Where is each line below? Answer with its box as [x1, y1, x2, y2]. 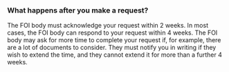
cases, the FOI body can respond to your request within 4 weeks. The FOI [7, 28, 218, 37]
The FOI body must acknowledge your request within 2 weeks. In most [7, 21, 209, 30]
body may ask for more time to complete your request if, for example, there [7, 36, 221, 44]
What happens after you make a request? [7, 6, 149, 15]
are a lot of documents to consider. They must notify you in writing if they [7, 44, 217, 52]
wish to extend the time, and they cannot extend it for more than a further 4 [7, 51, 223, 59]
